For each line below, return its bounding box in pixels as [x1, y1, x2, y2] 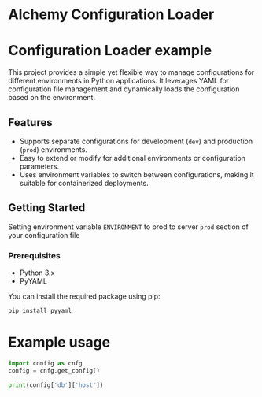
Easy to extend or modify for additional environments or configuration [19, 153, 246, 162]
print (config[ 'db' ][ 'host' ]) [8, 380, 104, 389]
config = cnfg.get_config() [8, 366, 101, 375]
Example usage [8, 333, 111, 351]
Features [8, 116, 53, 129]
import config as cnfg [8, 359, 83, 367]
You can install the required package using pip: [8, 291, 161, 301]
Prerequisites [8, 250, 61, 261]
